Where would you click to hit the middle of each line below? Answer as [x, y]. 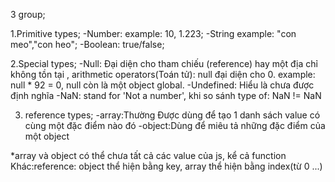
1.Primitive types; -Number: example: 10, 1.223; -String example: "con [153, 33]
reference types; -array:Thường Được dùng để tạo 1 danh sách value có [172, 115]
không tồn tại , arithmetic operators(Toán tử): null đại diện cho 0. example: [163, 74]
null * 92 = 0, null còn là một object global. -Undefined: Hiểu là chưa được [162, 85]
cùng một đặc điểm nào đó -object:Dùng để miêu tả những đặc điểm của [175, 125]
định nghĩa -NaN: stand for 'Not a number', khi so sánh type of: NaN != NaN [166, 95]
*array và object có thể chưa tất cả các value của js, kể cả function [148, 155]
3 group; [28, 14]
